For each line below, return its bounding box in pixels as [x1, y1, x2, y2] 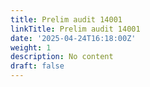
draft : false [10, 61, 65, 71]
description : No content [10, 52, 114, 62]
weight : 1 [10, 42, 52, 53]
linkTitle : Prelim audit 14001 [10, 24, 141, 34]
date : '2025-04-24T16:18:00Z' [10, 33, 137, 43]
